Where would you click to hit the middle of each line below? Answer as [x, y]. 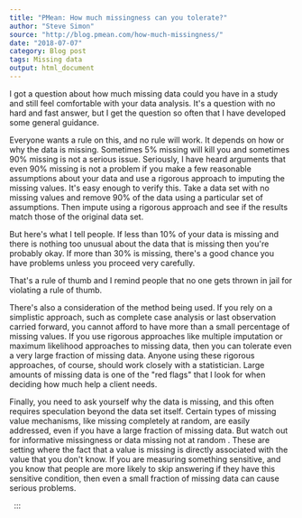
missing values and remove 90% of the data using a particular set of [136, 197]
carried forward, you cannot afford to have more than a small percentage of [150, 327]
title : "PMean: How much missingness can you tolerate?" [119, 18]
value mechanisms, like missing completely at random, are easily [130, 421]
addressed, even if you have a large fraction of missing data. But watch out [149, 430]
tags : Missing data [46, 60]
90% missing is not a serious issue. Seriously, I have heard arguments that [147, 159]
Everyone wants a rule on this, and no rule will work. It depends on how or [147, 140]
